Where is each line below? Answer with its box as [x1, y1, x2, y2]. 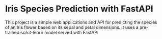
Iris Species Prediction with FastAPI [5, 3, 154, 14]
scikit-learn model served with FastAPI [20, 29, 99, 35]
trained [5, 29, 20, 35]
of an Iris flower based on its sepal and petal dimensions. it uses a [5, 24, 139, 30]
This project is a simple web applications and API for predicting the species [5, 19, 158, 25]
